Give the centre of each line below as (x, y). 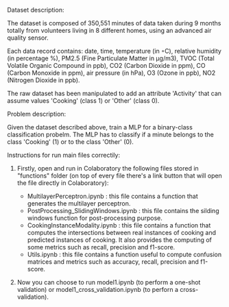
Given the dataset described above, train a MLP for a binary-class (100, 127)
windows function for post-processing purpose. (95, 218)
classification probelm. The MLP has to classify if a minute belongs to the (110, 134)
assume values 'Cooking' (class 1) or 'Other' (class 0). (83, 101)
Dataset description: (36, 10)
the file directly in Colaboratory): (63, 183)
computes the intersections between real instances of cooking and (122, 233)
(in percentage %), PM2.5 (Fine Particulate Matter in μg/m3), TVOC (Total (111, 58)
